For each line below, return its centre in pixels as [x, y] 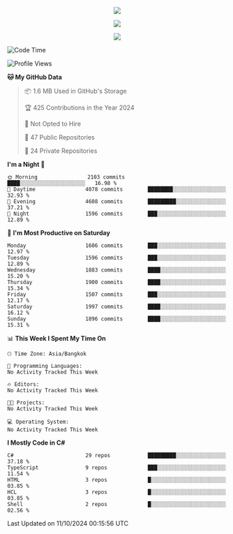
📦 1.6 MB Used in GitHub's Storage [75, 91]
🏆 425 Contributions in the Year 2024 [79, 107]
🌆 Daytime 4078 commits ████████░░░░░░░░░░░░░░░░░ [117, 189]
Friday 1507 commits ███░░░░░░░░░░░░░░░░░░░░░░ [117, 295]
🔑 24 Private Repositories [61, 151]
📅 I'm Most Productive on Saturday [59, 233]
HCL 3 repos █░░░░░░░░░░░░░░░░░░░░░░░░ [117, 492]
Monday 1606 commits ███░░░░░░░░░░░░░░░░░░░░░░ [117, 246]
